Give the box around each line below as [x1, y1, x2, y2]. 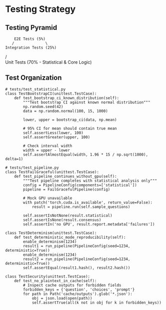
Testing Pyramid [5, 23, 57, 32]
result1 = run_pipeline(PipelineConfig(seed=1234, [23, 243, 131, 248]
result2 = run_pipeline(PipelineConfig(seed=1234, [23, 256, 131, 262]
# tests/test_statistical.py [5, 87, 66, 92]
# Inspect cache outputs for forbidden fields [23, 283, 122, 288]
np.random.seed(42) [23, 104, 64, 109]
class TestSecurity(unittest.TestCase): [5, 274, 91, 279]
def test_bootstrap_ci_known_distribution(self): [14, 96, 120, 101]
